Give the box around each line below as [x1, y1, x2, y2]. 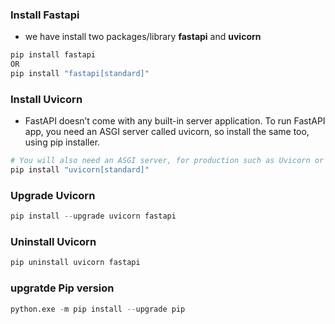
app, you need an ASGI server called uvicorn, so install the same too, [24, 126, 310, 138]
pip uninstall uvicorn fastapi [10, 258, 141, 268]
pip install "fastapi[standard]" [10, 69, 150, 79]
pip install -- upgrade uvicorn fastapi [10, 211, 177, 222]
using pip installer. [24, 136, 101, 148]
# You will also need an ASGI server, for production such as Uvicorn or [10, 156, 325, 166]
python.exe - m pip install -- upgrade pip [10, 304, 186, 314]
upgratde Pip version [10, 281, 115, 295]
